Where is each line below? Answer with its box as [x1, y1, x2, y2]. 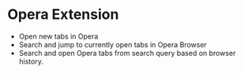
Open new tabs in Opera [18, 31, 99, 41]
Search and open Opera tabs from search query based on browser [18, 48, 236, 57]
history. [18, 57, 44, 66]
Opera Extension [7, 6, 119, 24]
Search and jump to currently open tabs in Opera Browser [18, 39, 207, 49]
